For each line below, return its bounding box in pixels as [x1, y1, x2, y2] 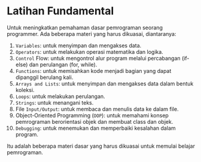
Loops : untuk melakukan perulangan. [15, 93, 105, 100]
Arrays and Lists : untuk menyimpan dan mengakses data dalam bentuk [15, 80, 194, 87]
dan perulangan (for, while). [29, 61, 98, 68]
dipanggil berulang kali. [15, 74, 74, 81]
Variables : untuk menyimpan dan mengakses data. [15, 42, 142, 49]
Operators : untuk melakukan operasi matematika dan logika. [15, 48, 163, 55]
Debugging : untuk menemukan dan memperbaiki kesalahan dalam [15, 124, 176, 132]
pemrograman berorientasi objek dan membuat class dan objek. [15, 118, 173, 125]
